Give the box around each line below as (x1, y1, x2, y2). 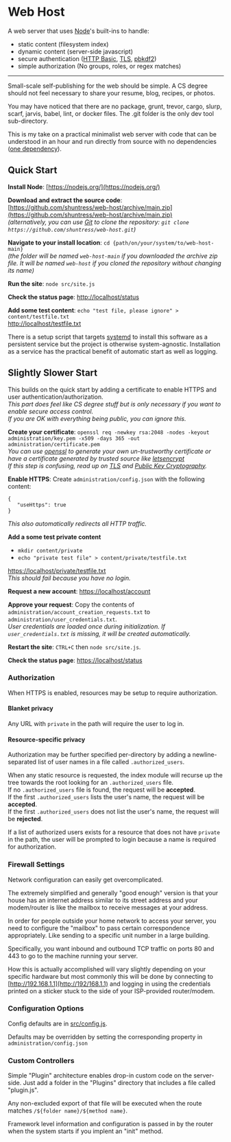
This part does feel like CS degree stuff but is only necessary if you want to (8, 400, 221, 408)
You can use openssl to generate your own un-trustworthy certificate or (8, 447, 211, 455)
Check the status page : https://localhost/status (8, 656, 143, 664)
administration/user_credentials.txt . (8, 615, 117, 623)
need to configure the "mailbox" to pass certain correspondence (8, 923, 191, 932)
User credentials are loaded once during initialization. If (8, 622, 165, 631)
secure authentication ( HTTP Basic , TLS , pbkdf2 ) (17, 54, 157, 62)
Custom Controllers (8, 1056, 75, 1065)
